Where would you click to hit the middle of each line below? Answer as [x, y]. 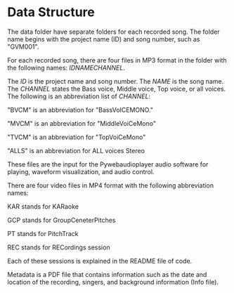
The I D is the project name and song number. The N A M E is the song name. [116, 81]
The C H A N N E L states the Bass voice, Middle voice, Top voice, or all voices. [117, 89]
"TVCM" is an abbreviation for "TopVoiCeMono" [77, 137]
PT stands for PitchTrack [43, 233]
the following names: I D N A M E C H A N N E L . [66, 67]
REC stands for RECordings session [59, 247]
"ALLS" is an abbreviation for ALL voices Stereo [76, 150]
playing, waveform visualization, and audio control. [81, 171]
